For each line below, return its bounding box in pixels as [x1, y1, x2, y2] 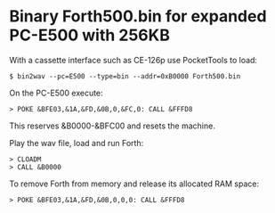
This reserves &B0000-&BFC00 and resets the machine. [9, 120, 215, 131]
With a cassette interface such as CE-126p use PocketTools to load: [9, 54, 258, 65]
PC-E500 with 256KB [9, 25, 171, 45]
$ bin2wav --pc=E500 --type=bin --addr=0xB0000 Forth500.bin [9, 71, 241, 81]
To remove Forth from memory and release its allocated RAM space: [9, 178, 260, 189]
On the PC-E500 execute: [9, 87, 104, 98]
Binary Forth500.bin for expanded [9, 6, 267, 27]
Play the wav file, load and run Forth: [9, 137, 144, 148]
